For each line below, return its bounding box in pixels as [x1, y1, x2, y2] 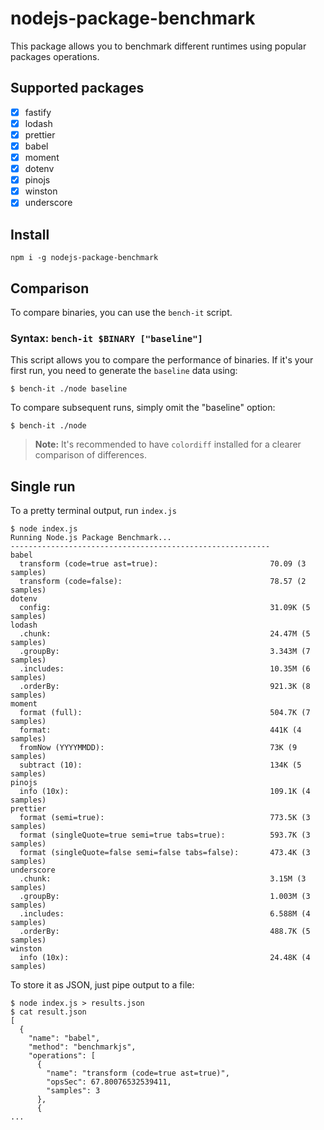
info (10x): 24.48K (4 [19, 953, 311, 963]
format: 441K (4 [19, 725, 302, 736]
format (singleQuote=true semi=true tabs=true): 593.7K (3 [19, 830, 311, 841]
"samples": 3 [46, 1086, 101, 1096]
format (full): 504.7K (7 [19, 708, 311, 718]
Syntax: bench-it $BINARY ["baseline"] [10, 331, 203, 345]
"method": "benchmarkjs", [28, 1042, 137, 1052]
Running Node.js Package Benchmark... [10, 533, 172, 543]
